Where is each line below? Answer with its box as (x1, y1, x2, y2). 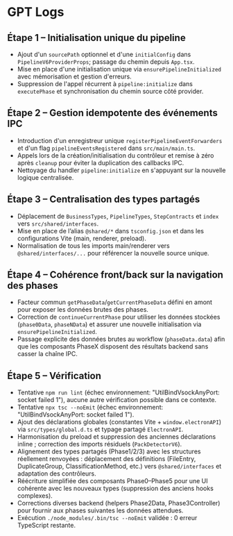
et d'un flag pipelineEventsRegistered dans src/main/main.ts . (17, 144, 196, 152)
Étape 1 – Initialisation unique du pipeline (7, 32, 186, 44)
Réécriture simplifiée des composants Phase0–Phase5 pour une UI (17, 477, 208, 485)
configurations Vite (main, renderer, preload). (17, 234, 147, 242)
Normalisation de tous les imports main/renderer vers (17, 241, 170, 250)
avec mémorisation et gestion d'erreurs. (17, 72, 132, 81)
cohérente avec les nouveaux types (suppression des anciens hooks (17, 484, 214, 493)
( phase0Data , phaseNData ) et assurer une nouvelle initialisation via (17, 320, 202, 328)
